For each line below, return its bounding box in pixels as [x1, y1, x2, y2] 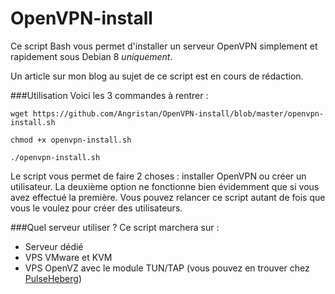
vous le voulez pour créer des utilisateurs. [10, 202, 183, 214]
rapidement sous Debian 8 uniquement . [10, 50, 173, 62]
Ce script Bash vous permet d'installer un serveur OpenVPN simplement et [10, 40, 318, 52]
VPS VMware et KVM [24, 251, 113, 263]
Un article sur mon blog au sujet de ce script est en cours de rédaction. [10, 70, 304, 82]
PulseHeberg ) [24, 272, 82, 284]
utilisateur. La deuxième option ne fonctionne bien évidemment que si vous [10, 180, 320, 192]
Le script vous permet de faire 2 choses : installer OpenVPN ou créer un [10, 170, 307, 182]
